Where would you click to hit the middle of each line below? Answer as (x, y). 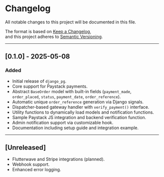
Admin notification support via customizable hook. (63, 122)
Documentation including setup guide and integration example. (75, 128)
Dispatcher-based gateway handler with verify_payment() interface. (81, 107)
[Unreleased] (26, 147)
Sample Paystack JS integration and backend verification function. (79, 117)
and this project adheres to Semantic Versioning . (54, 37)
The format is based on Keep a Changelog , (48, 31)
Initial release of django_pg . (39, 81)
